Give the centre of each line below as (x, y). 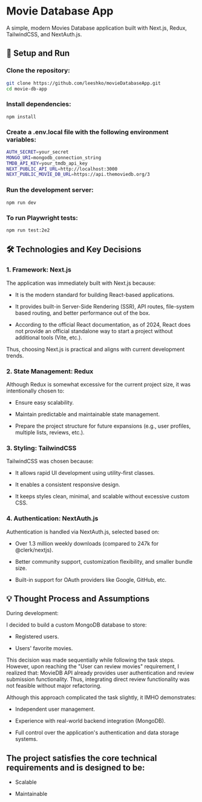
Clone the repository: (38, 71)
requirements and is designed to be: (76, 767)
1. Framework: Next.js (39, 270)
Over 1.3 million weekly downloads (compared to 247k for (87, 543)
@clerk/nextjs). (34, 550)
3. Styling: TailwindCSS (41, 448)
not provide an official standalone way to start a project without (94, 331)
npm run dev (21, 203)
